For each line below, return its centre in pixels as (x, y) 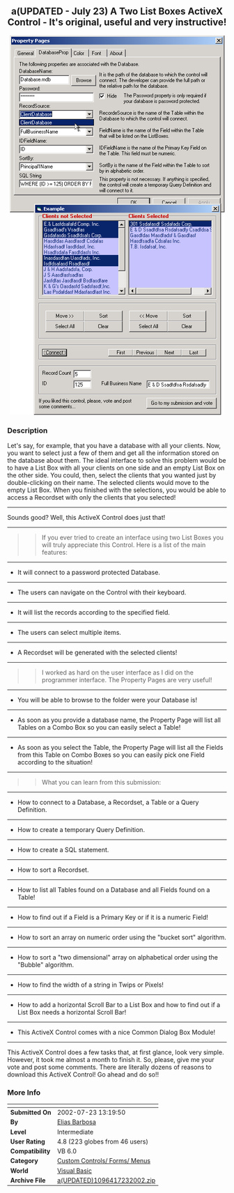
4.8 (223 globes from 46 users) (102, 1141)
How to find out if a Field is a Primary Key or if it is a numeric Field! (113, 917)
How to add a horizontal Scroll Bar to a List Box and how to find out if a (119, 1005)
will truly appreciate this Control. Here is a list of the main (124, 545)
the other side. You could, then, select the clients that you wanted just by (112, 475)
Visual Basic (75, 1171)
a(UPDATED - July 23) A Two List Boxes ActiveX (117, 11)
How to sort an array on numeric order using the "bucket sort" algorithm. (122, 937)
